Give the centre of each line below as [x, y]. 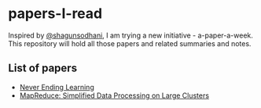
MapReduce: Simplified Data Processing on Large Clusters [114, 95]
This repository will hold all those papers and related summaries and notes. [130, 43]
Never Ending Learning [57, 87]
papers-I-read [55, 14]
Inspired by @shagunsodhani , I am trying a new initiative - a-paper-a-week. [131, 35]
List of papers [42, 68]
